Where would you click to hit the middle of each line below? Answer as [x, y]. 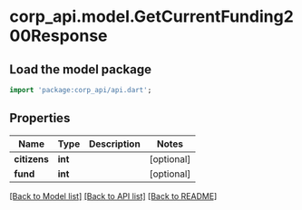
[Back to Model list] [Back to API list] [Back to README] [113, 196]
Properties [40, 118]
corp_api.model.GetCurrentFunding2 [152, 17]
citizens [32, 158]
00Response [58, 36]
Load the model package [81, 69]
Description [115, 144]
